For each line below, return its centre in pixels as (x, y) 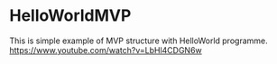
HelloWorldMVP (70, 16)
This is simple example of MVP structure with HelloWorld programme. (138, 41)
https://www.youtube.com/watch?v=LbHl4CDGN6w (106, 50)
